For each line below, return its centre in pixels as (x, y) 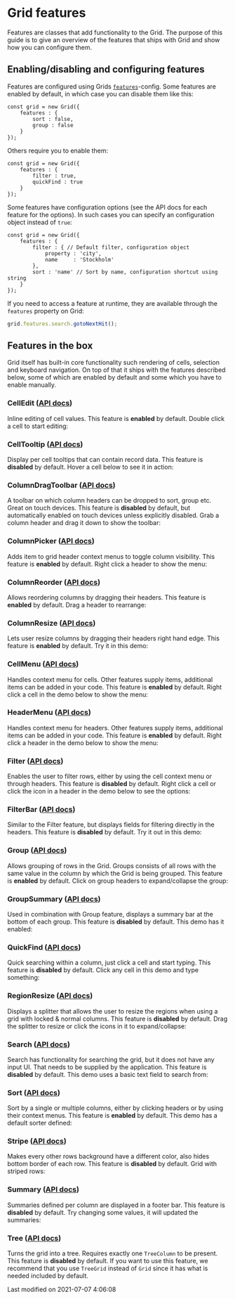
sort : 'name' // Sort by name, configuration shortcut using (125, 272)
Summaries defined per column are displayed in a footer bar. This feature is (116, 1205)
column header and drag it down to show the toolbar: (84, 523)
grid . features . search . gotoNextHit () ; (62, 324)
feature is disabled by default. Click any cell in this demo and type (103, 970)
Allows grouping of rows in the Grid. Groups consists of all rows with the (112, 865)
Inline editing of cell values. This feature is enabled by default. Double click (116, 418)
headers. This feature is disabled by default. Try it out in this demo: (105, 832)
